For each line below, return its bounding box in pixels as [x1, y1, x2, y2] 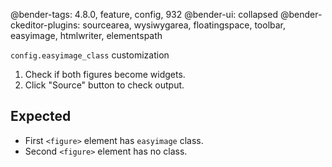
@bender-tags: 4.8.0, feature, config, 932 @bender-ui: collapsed [10, 9, 278, 20]
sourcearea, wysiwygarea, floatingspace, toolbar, [82, 19, 287, 31]
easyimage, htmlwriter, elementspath [10, 30, 163, 41]
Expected [10, 108, 72, 125]
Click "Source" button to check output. [24, 79, 185, 91]
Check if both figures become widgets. [24, 69, 186, 80]
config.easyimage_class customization [10, 49, 170, 61]
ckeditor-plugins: [10, 19, 81, 31]
